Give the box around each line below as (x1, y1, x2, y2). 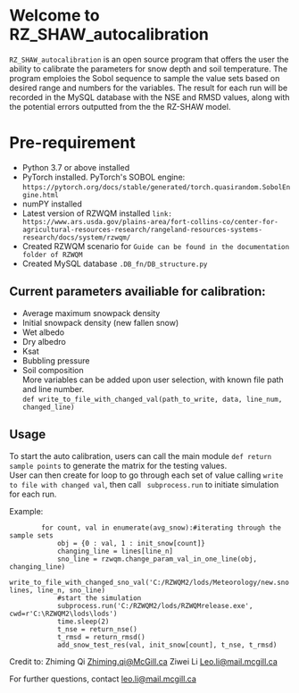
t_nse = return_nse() (56, 624, 138, 634)
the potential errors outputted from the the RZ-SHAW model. (9, 101, 231, 112)
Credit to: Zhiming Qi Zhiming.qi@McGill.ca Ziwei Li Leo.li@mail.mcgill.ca (9, 655, 278, 666)
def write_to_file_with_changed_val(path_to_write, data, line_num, (21, 395, 283, 404)
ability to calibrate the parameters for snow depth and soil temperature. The (9, 63, 288, 74)
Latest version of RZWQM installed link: (21, 207, 172, 219)
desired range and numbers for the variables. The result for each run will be (9, 82, 288, 93)
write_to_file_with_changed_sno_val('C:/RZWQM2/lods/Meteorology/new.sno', (9, 578, 297, 587)
